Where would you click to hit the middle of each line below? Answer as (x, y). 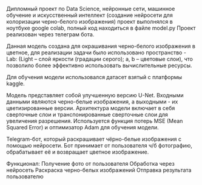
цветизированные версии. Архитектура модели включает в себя (91, 108)
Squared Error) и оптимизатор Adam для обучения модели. (82, 127)
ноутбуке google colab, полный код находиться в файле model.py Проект (101, 28)
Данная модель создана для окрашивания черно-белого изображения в (101, 46)
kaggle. (16, 83)
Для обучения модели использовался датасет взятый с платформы (94, 77)
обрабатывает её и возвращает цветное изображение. (78, 152)
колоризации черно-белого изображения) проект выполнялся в (89, 21)
